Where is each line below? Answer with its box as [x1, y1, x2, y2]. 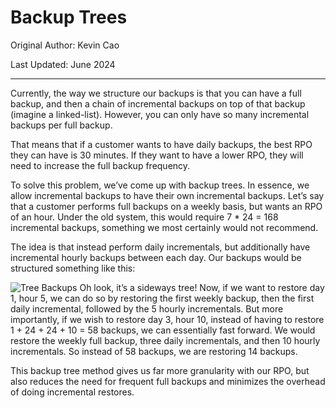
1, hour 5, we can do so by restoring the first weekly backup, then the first [10, 292, 315, 304]
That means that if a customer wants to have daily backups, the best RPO [10, 138, 313, 150]
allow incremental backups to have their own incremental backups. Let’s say [10, 189, 325, 201]
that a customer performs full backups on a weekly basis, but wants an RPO [10, 200, 323, 212]
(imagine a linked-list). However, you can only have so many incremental [10, 108, 310, 120]
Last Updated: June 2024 [10, 58, 116, 70]
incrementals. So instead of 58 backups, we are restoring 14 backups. [10, 345, 298, 357]
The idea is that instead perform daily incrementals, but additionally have [10, 241, 311, 253]
